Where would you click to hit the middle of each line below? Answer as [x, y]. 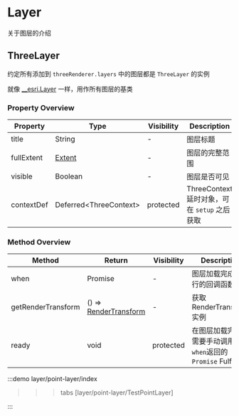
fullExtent [27, 158]
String [65, 139]
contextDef [30, 205]
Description [209, 127]
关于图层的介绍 [29, 33]
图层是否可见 [208, 177]
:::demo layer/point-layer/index [52, 379]
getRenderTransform [46, 307]
